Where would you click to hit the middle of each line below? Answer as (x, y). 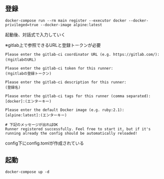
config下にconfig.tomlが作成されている (45, 143)
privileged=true (22, 25)
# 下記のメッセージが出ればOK (32, 125)
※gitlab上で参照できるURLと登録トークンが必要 (53, 45)
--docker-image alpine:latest (71, 25)
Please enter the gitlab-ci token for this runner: (59, 68)
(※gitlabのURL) (21, 60)
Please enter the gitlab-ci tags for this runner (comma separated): (78, 96)
